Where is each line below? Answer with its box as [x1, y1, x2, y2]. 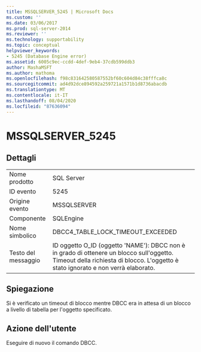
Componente [9, 214, 46, 222]
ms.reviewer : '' [6, 31, 47, 37]
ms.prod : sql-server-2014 [6, 25, 71, 32]
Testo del [9, 248, 35, 257]
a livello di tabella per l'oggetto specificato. [6, 306, 112, 313]
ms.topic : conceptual [6, 43, 60, 48]
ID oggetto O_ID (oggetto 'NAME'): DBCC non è [52, 241, 185, 249]
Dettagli [6, 153, 36, 163]
